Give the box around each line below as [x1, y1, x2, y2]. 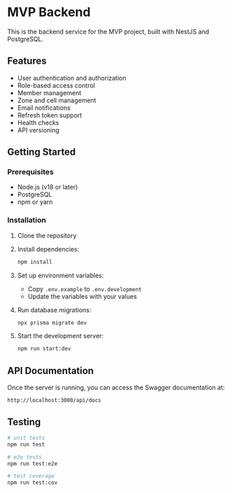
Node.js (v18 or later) [17, 183, 78, 191]
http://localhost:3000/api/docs [7, 397, 101, 404]
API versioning [17, 125, 59, 134]
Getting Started [7, 146, 76, 158]
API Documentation [7, 365, 94, 377]
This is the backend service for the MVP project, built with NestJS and [7, 27, 210, 36]
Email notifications [17, 103, 71, 112]
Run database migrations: [17, 305, 92, 314]
